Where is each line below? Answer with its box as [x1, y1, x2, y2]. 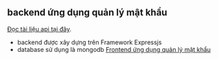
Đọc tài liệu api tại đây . [7, 25, 72, 33]
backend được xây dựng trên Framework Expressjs [17, 38, 162, 46]
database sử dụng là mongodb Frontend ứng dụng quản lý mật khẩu [17, 45, 211, 53]
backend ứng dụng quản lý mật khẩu [7, 7, 168, 18]
